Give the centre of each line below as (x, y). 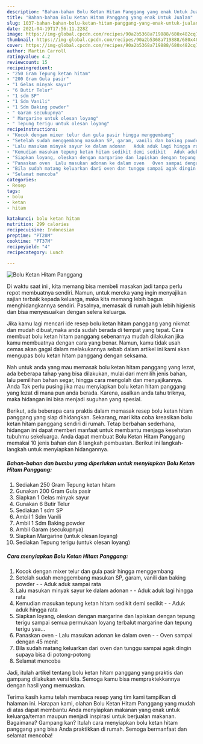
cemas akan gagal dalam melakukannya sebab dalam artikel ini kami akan (98, 349)
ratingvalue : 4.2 (29, 57)
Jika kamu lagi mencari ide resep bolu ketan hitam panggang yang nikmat (98, 324)
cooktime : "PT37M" (30, 241)
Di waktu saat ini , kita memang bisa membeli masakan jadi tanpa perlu (95, 286)
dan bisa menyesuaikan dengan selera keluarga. (67, 312)
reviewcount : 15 (27, 62)
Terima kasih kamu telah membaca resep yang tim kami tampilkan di (92, 697)
